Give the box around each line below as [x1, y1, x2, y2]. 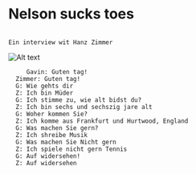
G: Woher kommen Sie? [15, 110, 88, 118]
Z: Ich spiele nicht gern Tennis [15, 145, 128, 153]
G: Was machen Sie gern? [15, 123, 99, 132]
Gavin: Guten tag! [26, 67, 88, 76]
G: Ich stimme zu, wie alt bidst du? [15, 95, 142, 104]
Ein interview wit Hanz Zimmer [8, 38, 113, 47]
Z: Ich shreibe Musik [15, 131, 88, 139]
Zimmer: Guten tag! [15, 75, 81, 83]
